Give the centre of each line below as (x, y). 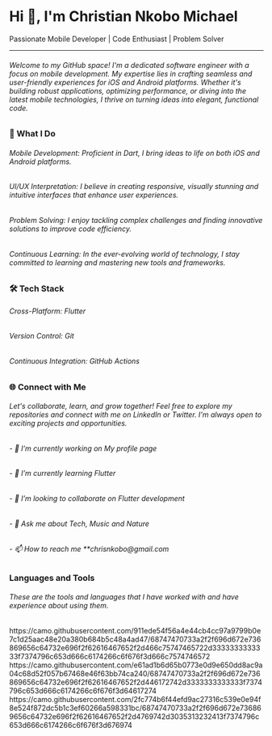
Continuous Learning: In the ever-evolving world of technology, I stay (125, 254)
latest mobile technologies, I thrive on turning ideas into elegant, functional (134, 99)
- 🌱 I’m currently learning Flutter (63, 473)
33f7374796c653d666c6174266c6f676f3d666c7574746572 (110, 657)
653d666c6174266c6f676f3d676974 (71, 725)
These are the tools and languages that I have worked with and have (124, 597)
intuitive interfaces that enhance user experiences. (94, 195)
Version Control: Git (42, 336)
